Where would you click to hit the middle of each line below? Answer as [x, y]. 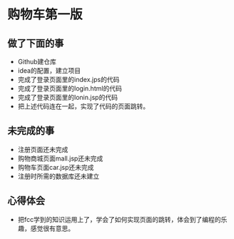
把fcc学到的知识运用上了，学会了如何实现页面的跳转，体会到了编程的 [119, 219]
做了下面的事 [36, 43]
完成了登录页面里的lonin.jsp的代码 [67, 97]
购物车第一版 [45, 15]
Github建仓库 [37, 62]
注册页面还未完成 [43, 149]
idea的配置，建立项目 [49, 71]
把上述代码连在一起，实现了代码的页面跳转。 [83, 106]
